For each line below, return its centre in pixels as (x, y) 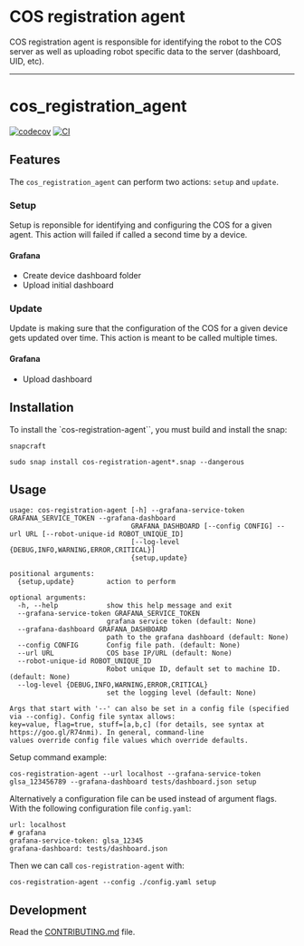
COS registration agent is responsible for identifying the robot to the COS (146, 42)
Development (48, 910)
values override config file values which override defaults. (129, 741)
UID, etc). (27, 61)
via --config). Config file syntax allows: (93, 717)
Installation (42, 408)
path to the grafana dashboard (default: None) (198, 638)
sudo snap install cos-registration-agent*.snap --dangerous (127, 462)
